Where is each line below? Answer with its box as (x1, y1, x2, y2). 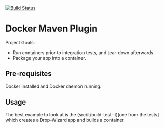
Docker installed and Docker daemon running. (5, 83, 102, 89)
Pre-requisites (5, 69, 52, 79)
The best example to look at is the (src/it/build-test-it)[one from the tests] (5, 111, 159, 117)
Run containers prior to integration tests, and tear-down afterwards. (12, 49, 155, 56)
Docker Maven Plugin (5, 23, 98, 34)
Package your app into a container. (12, 55, 86, 61)
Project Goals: (5, 39, 35, 45)
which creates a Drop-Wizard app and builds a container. (5, 117, 125, 123)
